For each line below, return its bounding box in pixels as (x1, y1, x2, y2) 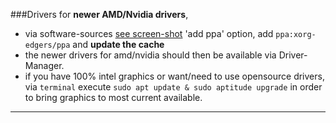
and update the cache (72, 39, 165, 50)
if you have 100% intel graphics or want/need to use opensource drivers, (24, 70, 325, 82)
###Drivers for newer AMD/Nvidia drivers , (10, 9, 189, 20)
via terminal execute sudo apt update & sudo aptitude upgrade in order (24, 81, 323, 93)
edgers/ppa (24, 40, 71, 50)
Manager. (24, 60, 65, 71)
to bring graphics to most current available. (24, 92, 203, 103)
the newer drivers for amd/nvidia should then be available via (24, 49, 277, 61)
